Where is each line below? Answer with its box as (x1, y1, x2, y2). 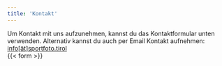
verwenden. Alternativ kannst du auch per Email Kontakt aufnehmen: (7, 36, 205, 45)
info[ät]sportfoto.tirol (7, 44, 68, 52)
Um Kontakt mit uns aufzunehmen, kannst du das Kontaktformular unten (7, 29, 215, 38)
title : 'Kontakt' (7, 10, 58, 17)
